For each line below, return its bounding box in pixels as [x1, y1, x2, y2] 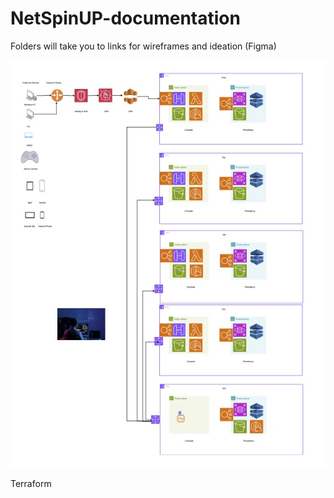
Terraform [10, 478, 52, 490]
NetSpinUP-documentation [10, 7, 241, 30]
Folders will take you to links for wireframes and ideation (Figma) [10, 40, 277, 52]
